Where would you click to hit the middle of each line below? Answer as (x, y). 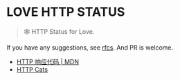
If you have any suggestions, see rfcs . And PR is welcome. (90, 47)
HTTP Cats (32, 69)
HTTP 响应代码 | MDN (47, 61)
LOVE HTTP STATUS (66, 12)
